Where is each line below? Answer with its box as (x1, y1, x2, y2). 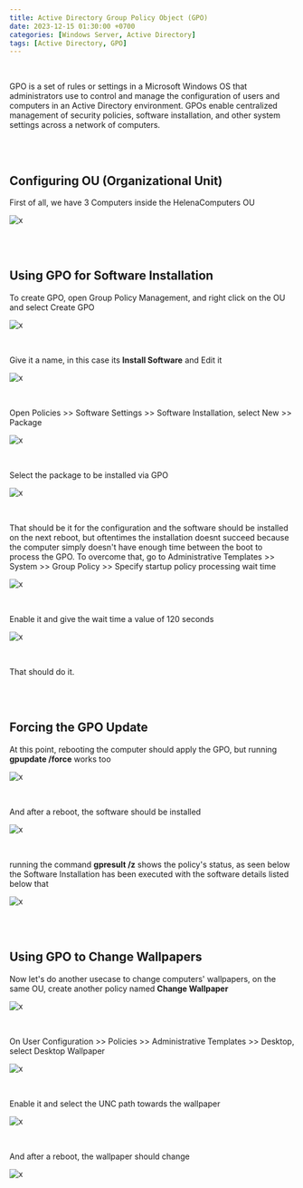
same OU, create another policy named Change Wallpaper (9, 983, 229, 994)
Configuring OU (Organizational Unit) (9, 173, 223, 189)
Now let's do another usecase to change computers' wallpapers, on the (9, 973, 277, 984)
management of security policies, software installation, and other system (9, 110, 281, 121)
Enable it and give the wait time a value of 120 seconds (9, 613, 214, 624)
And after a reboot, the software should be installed (9, 806, 202, 817)
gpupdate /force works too (9, 754, 111, 764)
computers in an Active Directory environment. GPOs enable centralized (9, 101, 278, 112)
